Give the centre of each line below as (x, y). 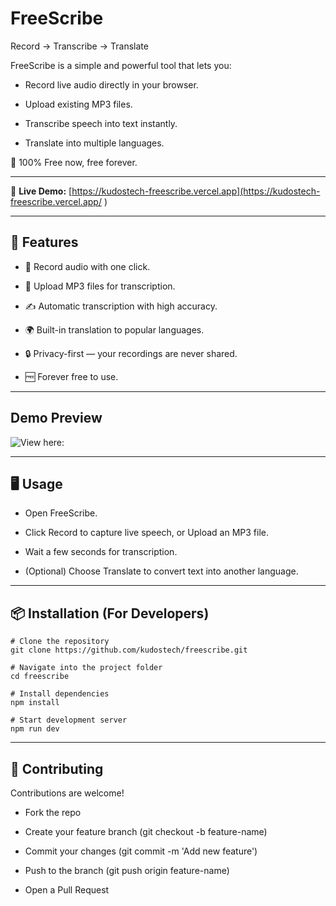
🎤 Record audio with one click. (87, 266)
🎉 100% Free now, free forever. (74, 162)
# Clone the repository (60, 642)
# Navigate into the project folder (86, 668)
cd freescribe (40, 677)
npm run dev (35, 729)
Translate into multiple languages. (94, 143)
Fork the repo (53, 812)
